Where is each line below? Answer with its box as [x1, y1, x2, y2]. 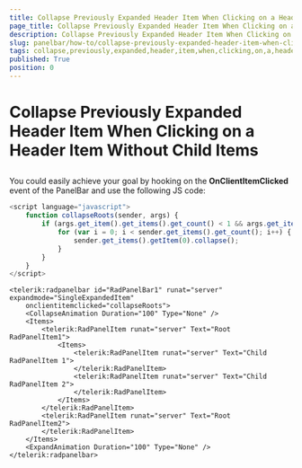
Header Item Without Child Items [9, 140, 259, 161]
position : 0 [9, 64, 54, 73]
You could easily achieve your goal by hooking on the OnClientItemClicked [9, 176, 289, 187]
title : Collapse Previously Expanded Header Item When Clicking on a [9, 13, 276, 22]
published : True [9, 55, 70, 64]
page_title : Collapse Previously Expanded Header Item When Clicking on [9, 22, 288, 31]
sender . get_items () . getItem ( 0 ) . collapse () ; [73, 235, 240, 245]
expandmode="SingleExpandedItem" [9, 294, 135, 303]
